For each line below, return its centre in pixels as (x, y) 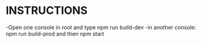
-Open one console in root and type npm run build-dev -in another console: (101, 27)
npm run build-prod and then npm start (55, 33)
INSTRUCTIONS (47, 11)
